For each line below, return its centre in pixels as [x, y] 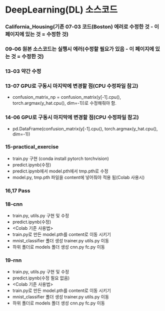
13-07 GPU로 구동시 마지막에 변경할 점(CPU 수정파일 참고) [72, 86]
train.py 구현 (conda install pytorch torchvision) [60, 159]
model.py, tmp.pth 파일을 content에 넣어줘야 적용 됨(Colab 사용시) [78, 177]
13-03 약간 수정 [23, 71]
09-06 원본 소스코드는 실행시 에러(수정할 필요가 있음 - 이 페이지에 [79, 49]
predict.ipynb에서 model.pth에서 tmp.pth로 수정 [60, 171]
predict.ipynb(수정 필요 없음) [41, 278]
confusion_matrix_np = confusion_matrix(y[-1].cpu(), [67, 97]
